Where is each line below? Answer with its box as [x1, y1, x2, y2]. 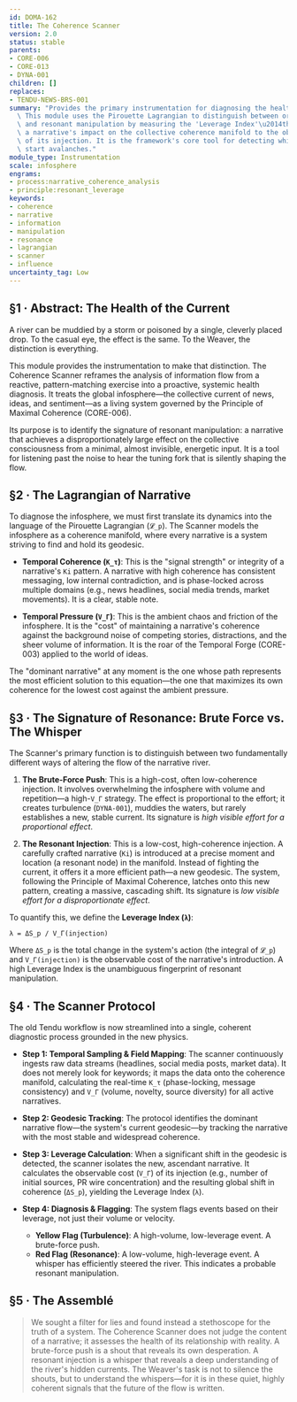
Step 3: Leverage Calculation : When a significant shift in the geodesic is [21, 1149, 287, 1159]
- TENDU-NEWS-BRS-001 [9, 95, 89, 104]
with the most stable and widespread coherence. [21, 1132, 201, 1142]
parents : [9, 46, 42, 55]
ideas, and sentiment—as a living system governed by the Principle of [9, 397, 263, 408]
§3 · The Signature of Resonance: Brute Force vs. [9, 710, 285, 726]
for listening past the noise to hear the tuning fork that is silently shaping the [9, 452, 287, 463]
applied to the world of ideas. [42, 649, 148, 659]
